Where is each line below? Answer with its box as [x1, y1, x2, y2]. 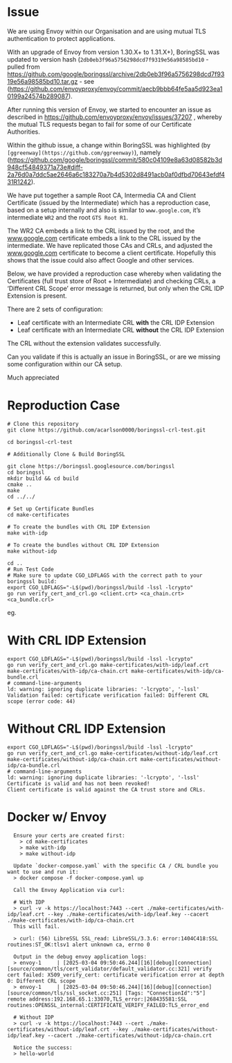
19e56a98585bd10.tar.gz [7, 77, 78, 85]
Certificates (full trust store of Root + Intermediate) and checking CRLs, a [7, 276, 216, 285]
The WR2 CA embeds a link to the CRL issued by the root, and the [7, 226, 195, 235]
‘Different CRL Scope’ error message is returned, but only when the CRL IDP [7, 284, 224, 292]
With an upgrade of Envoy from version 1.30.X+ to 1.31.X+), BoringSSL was [7, 48, 220, 56]
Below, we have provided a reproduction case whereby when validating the [7, 269, 222, 278]
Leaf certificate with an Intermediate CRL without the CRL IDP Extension [17, 325, 224, 334]
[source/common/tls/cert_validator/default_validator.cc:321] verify [7, 965, 213, 972]
